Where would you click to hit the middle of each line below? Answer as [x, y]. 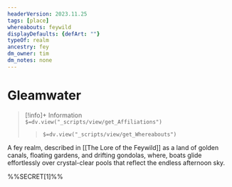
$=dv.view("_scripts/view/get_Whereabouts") [110, 134]
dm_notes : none [30, 60]
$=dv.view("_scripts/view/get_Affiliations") [93, 122]
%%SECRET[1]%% [35, 176]
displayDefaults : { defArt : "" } [54, 34]
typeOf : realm [28, 41]
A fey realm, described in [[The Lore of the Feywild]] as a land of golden [113, 147]
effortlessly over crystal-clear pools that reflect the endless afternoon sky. [116, 162]
